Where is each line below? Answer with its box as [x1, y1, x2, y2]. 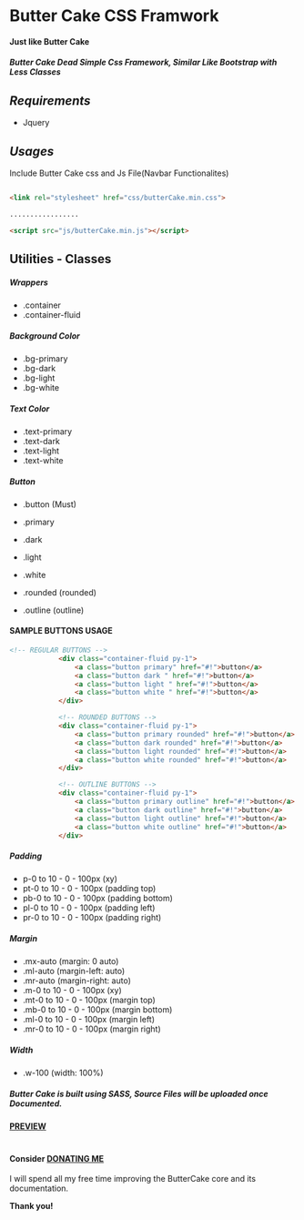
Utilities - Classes [9, 251, 112, 267]
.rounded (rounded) [22, 586, 97, 597]
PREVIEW [9, 1121, 47, 1132]
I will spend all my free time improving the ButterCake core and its [9, 1174, 257, 1184]
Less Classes [9, 66, 61, 77]
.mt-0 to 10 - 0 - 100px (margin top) [22, 994, 157, 1006]
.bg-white [22, 381, 60, 392]
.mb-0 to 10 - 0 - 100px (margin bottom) [22, 1004, 173, 1015]
